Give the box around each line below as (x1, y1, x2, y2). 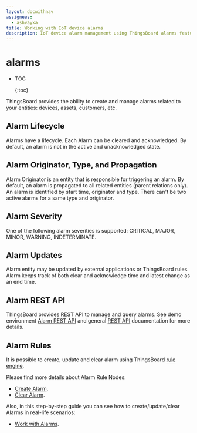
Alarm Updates (6, 250, 63, 260)
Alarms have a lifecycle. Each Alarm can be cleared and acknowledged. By (6, 136, 186, 144)
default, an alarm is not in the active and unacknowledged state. (6, 143, 161, 150)
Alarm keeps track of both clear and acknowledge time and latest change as (6, 272, 191, 279)
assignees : (6, 14, 33, 20)
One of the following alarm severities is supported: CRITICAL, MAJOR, (6, 227, 176, 234)
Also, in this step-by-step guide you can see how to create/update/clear (6, 402, 180, 409)
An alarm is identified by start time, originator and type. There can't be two (6, 188, 186, 195)
